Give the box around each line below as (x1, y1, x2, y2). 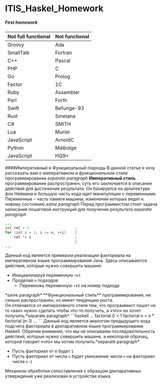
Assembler (55, 89, 80, 96)
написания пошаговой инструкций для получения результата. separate (5, 206, 152, 212)
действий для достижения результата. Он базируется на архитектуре (5, 186, 150, 192)
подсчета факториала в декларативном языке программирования (5, 323, 144, 329)
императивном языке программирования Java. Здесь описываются (5, 258, 147, 263)
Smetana (55, 113, 76, 120)
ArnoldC (55, 137, 74, 143)
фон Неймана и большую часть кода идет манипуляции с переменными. (5, 191, 157, 197)
